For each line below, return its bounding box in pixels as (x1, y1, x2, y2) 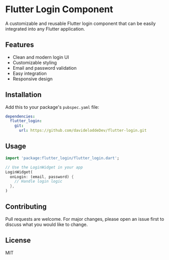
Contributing (5, 203, 47, 211)
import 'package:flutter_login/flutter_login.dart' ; (5, 155, 120, 161)
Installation (5, 91, 42, 99)
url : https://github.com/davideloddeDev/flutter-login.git (18, 128, 147, 133)
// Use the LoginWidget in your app (5, 164, 83, 170)
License (5, 236, 31, 245)
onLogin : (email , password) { (10, 174, 74, 179)
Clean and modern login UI (12, 54, 69, 60)
